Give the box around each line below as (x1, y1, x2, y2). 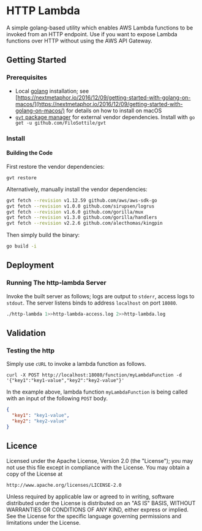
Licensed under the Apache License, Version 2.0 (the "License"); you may (6, 457, 193, 464)
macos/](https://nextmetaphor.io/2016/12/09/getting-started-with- (15, 100, 183, 107)
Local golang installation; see (15, 87, 89, 95)
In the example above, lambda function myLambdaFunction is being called (6, 388, 188, 396)
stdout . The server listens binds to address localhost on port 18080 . (6, 299, 178, 306)
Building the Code (6, 149, 53, 157)
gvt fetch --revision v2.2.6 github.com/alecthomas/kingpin (6, 220, 163, 227)
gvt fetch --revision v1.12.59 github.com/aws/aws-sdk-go (6, 197, 157, 203)
